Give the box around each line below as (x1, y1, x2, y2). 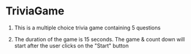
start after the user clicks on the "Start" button (14, 42, 129, 49)
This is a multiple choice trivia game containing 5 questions (14, 24, 161, 31)
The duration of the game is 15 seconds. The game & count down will (14, 35, 185, 43)
